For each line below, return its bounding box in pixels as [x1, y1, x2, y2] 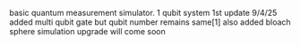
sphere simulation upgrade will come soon [9, 26, 166, 36]
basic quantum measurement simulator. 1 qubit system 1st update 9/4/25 [9, 8, 278, 18]
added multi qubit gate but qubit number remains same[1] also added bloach [9, 17, 291, 27]
